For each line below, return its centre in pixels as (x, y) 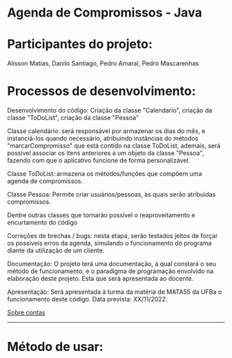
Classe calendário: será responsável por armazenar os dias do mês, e (106, 131)
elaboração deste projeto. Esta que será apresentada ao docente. (100, 279)
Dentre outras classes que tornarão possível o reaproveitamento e (101, 215)
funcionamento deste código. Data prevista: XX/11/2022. (87, 299)
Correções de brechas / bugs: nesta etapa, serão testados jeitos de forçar (113, 236)
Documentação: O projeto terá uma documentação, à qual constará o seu (112, 264)
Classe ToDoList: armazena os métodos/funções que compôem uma (105, 174)
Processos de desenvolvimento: (101, 91)
